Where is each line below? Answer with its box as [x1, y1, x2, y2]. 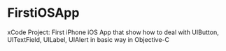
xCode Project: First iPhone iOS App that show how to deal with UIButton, [7, 28, 219, 36]
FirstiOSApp [7, 5, 80, 21]
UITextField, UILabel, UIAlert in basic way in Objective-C [7, 35, 170, 43]
